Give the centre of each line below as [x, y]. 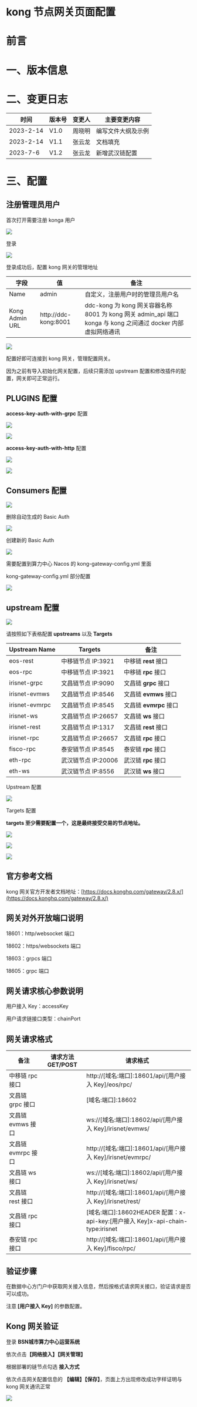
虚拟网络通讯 [102, 331]
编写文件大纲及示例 [123, 131]
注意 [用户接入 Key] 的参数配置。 [46, 1306]
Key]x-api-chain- [162, 1221]
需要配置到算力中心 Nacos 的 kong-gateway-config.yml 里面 [79, 564]
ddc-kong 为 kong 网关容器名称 [129, 305]
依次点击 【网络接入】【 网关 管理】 [46, 1354]
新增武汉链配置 [117, 153]
